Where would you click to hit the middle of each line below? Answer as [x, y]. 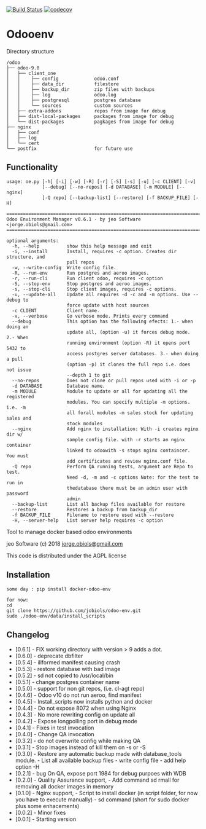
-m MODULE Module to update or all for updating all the [100, 391]
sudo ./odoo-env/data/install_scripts [56, 616]
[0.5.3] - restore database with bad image [68, 669]
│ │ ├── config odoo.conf [63, 79]
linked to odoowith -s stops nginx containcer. [128, 450]
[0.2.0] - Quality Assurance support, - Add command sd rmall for [97, 780]
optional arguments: [33, 241]
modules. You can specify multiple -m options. [128, 402]
